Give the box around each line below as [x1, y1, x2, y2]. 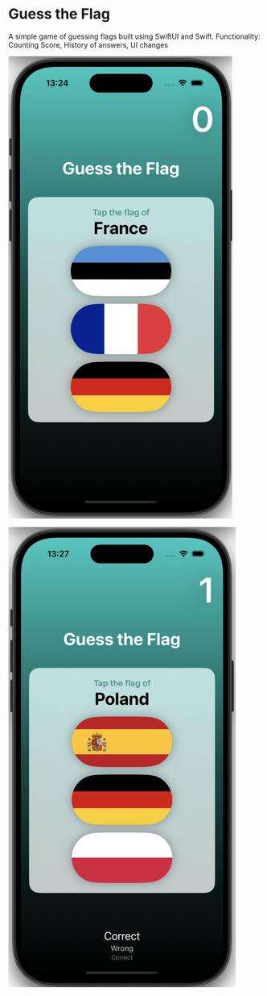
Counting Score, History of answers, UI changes [8, 40, 169, 49]
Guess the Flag [8, 5, 111, 23]
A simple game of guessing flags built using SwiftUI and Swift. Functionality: [8, 31, 261, 41]
